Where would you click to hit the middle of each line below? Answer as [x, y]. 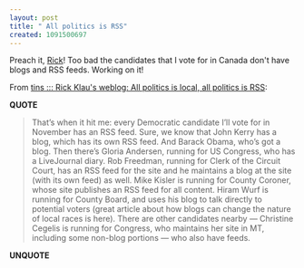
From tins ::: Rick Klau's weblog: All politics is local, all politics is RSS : [138, 88]
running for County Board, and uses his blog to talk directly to [147, 199]
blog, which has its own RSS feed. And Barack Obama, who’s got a [156, 142]
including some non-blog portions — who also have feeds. [141, 238]
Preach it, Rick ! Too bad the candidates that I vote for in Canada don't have [150, 61]
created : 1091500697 [49, 34]
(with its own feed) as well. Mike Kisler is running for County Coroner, [162, 180]
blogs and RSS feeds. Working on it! [77, 70]
